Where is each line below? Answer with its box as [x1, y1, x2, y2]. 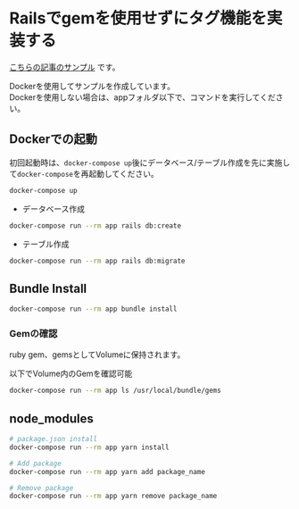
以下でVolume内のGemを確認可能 [9, 368, 133, 380]
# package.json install [9, 435, 98, 444]
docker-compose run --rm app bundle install [9, 305, 178, 313]
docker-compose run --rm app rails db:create [9, 221, 181, 230]
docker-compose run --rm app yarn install [9, 443, 170, 452]
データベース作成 [21, 203, 86, 214]
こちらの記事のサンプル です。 [9, 62, 120, 72]
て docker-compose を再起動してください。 [9, 168, 159, 179]
